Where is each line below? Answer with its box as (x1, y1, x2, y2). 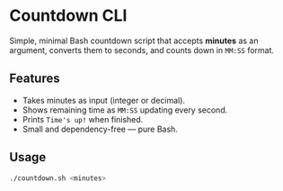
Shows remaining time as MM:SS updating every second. (22, 105, 228, 115)
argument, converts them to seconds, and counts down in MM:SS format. (9, 44, 275, 55)
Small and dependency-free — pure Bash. (22, 123, 178, 134)
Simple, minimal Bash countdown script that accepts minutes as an (9, 35, 259, 46)
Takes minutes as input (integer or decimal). (22, 95, 186, 105)
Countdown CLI (9, 5, 128, 26)
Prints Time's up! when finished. (22, 114, 144, 124)
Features (9, 71, 60, 86)
